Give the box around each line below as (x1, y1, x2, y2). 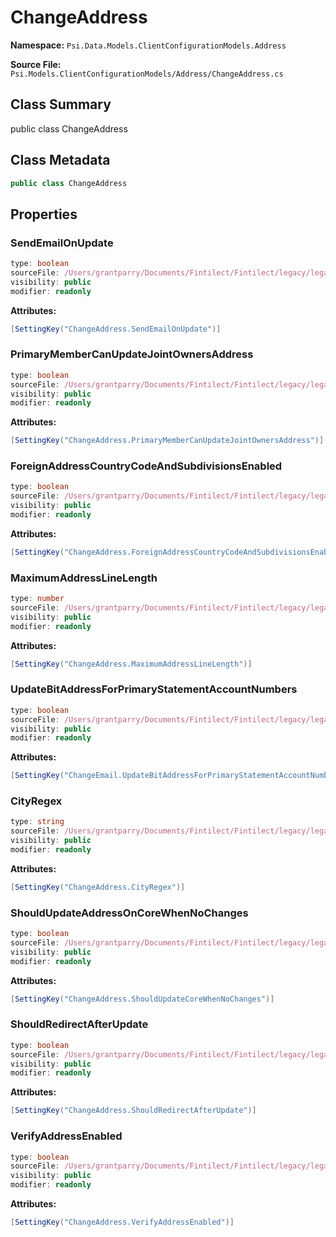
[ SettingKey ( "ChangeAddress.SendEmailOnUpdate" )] (10, 324, 222, 334)
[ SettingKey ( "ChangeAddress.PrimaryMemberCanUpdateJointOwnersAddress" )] (10, 436, 325, 446)
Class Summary (10, 96, 112, 113)
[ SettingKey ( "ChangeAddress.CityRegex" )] (10, 882, 186, 892)
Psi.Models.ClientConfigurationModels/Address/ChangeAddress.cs (10, 69, 284, 79)
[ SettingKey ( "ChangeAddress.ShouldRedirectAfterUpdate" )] (10, 1106, 257, 1116)
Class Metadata (10, 152, 111, 169)
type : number (10, 594, 65, 604)
